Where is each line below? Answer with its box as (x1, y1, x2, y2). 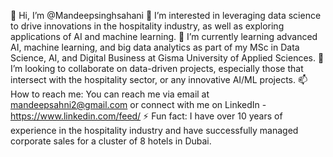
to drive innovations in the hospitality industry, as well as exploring (10, 20, 285, 32)
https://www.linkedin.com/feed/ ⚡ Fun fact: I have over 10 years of (10, 110, 283, 122)
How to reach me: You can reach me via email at (10, 88, 210, 100)
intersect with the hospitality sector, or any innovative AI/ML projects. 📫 (10, 74, 308, 85)
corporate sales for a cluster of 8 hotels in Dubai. (10, 135, 212, 147)
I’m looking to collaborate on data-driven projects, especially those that (10, 63, 304, 74)
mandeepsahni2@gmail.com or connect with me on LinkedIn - (10, 99, 267, 110)
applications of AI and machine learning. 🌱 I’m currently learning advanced (10, 31, 318, 42)
